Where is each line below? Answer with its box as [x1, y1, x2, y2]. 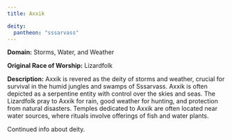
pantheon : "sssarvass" [13, 29, 79, 36]
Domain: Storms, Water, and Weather [7, 48, 115, 56]
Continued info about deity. [7, 125, 85, 134]
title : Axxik [7, 10, 45, 17]
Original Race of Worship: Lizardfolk [7, 62, 113, 70]
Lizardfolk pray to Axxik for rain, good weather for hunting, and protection [7, 97, 219, 105]
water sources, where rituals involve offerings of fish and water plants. [7, 112, 209, 120]
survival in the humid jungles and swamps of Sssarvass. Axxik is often [7, 82, 208, 91]
